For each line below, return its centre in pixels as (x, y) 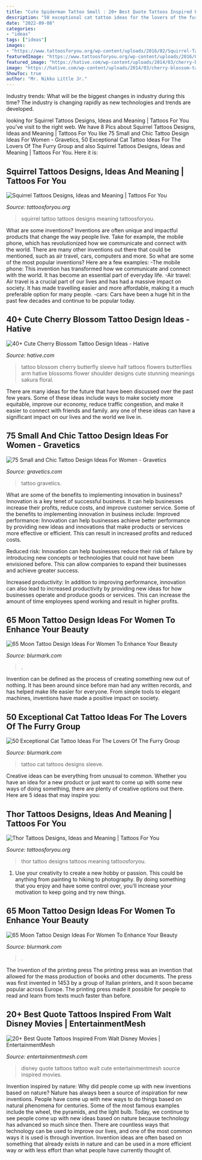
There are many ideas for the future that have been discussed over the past (100, 391)
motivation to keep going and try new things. (70, 892)
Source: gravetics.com (34, 471)
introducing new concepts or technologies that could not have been (90, 557)
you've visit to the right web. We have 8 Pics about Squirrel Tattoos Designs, (101, 127)
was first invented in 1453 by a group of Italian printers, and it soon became (100, 982)
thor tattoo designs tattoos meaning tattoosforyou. (83, 861)
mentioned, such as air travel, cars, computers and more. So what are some (100, 256)
